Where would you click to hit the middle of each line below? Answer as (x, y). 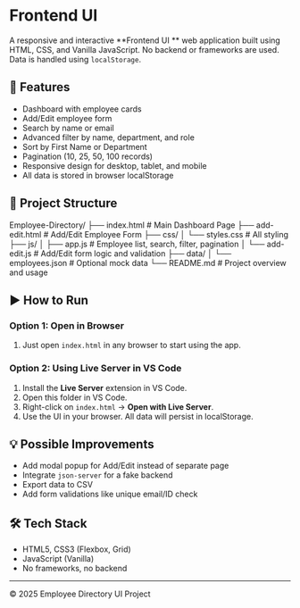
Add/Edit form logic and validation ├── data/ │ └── (136, 253)
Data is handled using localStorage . (75, 59)
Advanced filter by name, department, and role (108, 137)
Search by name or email (68, 128)
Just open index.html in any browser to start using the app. (131, 346)
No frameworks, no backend (75, 569)
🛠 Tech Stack (48, 523)
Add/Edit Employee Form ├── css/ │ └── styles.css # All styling (169, 234)
